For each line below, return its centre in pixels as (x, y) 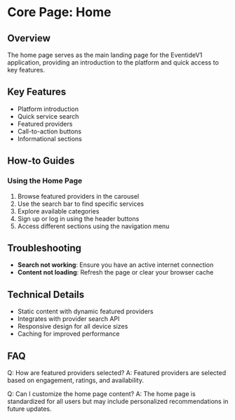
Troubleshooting (45, 248)
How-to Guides (41, 161)
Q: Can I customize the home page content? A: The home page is (102, 393)
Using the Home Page (45, 181)
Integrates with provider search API (68, 319)
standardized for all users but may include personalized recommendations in (118, 401)
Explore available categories (58, 211)
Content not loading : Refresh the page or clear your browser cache (115, 273)
